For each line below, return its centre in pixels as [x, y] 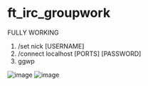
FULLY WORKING [33, 32]
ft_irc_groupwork [59, 13]
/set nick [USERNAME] [51, 46]
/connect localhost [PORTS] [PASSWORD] [79, 54]
